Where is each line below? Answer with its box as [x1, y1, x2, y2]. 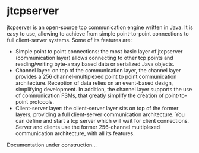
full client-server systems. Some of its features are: [7, 36, 132, 43]
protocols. [29, 98, 54, 105]
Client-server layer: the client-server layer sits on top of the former [15, 104, 179, 111]
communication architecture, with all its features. [15, 129, 135, 137]
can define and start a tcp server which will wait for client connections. [15, 117, 189, 124]
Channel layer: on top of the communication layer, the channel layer [15, 66, 181, 74]
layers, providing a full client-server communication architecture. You [15, 111, 185, 118]
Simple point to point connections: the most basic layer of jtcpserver [15, 47, 183, 55]
